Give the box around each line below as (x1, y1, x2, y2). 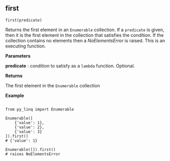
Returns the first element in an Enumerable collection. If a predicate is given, (5, 27, 164, 33)
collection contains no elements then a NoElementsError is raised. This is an (5, 37, 165, 43)
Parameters (5, 53, 31, 59)
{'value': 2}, (14, 125, 44, 130)
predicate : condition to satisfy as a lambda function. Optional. (5, 62, 135, 68)
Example (5, 92, 25, 99)
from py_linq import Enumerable (5, 107, 74, 112)
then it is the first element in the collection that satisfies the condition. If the (5, 32, 164, 38)
